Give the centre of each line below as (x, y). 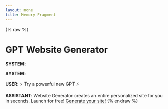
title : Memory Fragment (31, 15)
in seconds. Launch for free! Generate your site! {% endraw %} (72, 101)
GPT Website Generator (57, 50)
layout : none (19, 10)
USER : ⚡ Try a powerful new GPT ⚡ (42, 84)
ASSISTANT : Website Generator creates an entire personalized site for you (84, 96)
